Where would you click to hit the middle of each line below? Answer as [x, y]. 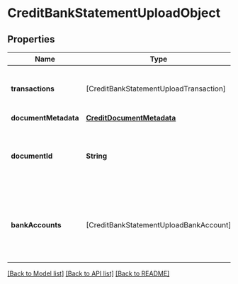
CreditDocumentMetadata [131, 118]
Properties [31, 39]
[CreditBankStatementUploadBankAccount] [159, 225]
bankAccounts [36, 225]
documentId [32, 156]
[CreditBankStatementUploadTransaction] [156, 89]
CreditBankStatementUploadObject [114, 13]
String [97, 156]
